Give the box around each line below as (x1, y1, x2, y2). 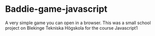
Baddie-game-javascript (5, 3, 108, 15)
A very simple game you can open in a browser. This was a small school (5, 20, 151, 26)
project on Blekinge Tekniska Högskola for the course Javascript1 (5, 25, 138, 31)
